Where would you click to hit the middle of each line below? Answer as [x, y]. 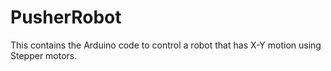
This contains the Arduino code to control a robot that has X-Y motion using [166, 45]
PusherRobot [66, 17]
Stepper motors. [44, 55]
